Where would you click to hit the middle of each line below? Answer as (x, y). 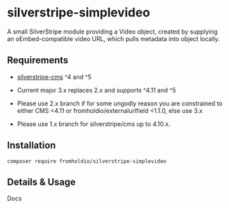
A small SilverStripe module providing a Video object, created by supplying (112, 31)
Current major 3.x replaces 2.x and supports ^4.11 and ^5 (96, 90)
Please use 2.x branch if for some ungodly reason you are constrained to (120, 103)
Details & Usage (41, 182)
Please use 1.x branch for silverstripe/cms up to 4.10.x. (94, 124)
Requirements (38, 61)
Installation (31, 145)
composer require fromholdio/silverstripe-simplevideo (87, 161)
